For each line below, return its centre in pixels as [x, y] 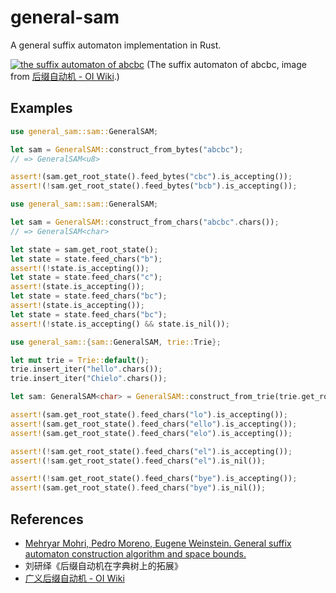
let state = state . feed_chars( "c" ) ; [86, 277]
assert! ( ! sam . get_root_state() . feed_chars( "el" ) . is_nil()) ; [138, 461]
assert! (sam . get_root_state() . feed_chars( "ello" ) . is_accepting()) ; [154, 424]
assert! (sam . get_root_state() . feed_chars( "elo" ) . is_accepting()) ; [151, 433]
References [47, 519]
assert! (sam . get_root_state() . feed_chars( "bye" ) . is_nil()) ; [138, 488]
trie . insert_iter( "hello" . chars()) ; [86, 369]
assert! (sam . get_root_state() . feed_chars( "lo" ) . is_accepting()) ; [149, 415]
